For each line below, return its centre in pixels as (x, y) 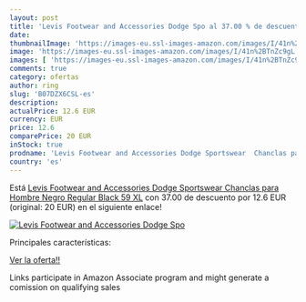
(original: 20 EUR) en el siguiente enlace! (86, 206)
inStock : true (36, 145)
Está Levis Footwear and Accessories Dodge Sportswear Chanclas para (144, 187)
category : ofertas (44, 77)
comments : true (38, 69)
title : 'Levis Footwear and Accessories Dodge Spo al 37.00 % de (136, 26)
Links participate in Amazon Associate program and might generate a (139, 277)
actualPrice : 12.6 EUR (52, 111)
